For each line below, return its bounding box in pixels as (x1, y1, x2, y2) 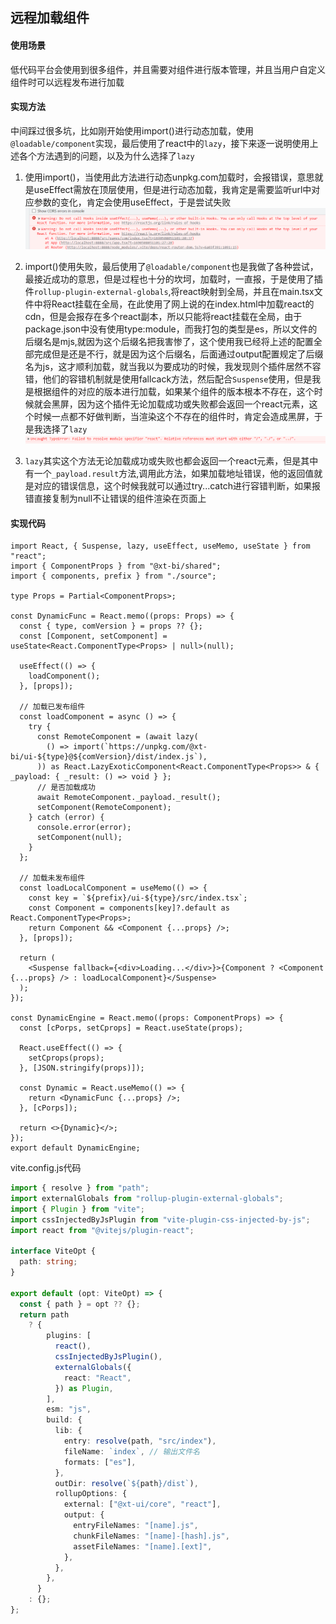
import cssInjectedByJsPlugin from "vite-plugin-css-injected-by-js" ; (10, 1214, 311, 1225)
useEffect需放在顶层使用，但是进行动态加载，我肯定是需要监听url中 (33, 183, 312, 195)
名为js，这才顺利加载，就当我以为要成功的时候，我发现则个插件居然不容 (24, 360, 322, 372)
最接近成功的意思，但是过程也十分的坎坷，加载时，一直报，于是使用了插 (24, 273, 323, 285)
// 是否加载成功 (36, 783, 96, 793)
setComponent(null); (36, 833, 123, 843)
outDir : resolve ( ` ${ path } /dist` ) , (54, 1478, 199, 1488)
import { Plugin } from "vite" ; (10, 1204, 145, 1214)
